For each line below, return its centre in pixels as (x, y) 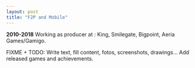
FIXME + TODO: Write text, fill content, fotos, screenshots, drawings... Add (98, 52)
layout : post (22, 12)
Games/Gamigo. (26, 41)
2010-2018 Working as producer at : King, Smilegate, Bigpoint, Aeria (90, 34)
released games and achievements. (50, 58)
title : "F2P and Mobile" (37, 17)
